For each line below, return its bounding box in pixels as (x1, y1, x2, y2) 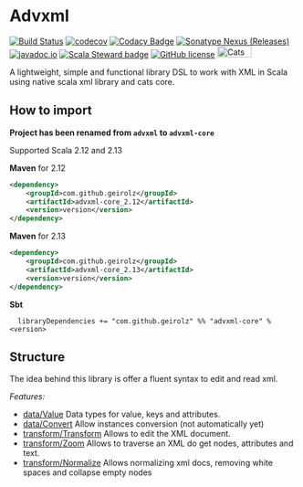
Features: (9, 391, 46, 402)
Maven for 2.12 (9, 162, 67, 174)
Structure (9, 349, 66, 365)
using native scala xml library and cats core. (9, 76, 175, 87)
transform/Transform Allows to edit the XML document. (22, 429, 231, 439)
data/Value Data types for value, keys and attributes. (22, 408, 221, 420)
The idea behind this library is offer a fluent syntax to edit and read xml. (9, 374, 278, 385)
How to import (9, 102, 93, 119)
